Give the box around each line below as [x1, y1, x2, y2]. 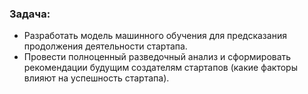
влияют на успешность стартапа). [23, 72, 170, 84]
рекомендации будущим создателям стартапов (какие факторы [23, 62, 298, 74]
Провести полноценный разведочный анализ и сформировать [23, 51, 292, 63]
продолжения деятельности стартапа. [23, 40, 188, 52]
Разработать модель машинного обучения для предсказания [23, 30, 287, 42]
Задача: [9, 7, 51, 21]
